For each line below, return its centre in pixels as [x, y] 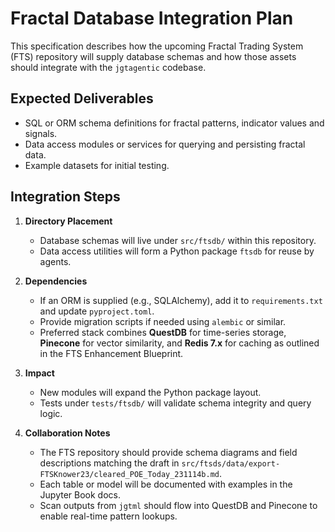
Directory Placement [68, 221]
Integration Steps [65, 197]
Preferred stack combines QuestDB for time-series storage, [163, 332]
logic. [51, 413]
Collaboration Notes [67, 433]
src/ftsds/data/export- [231, 463]
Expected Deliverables [82, 98]
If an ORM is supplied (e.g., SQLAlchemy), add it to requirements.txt [181, 300]
